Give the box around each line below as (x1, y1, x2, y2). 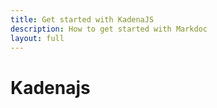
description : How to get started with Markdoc (10, 24, 208, 34)
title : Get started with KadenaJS (10, 14, 155, 25)
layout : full (10, 33, 65, 43)
